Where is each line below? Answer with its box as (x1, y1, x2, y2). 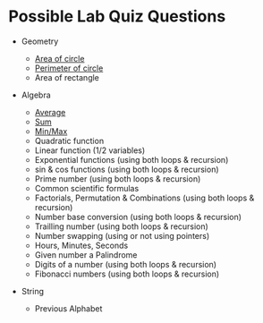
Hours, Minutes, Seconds (34, 240, 129, 251)
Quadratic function (34, 135, 105, 146)
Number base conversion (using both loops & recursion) (34, 211, 242, 222)
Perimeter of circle (34, 63, 104, 73)
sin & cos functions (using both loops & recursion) (34, 164, 220, 174)
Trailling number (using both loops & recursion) (34, 221, 209, 232)
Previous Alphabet (34, 302, 103, 314)
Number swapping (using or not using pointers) (34, 230, 210, 241)
